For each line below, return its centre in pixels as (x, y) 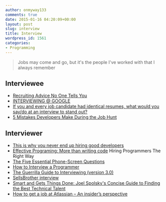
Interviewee (25, 83)
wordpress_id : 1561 (26, 39)
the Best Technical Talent (39, 189)
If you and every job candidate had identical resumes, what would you (86, 107)
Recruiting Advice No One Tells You (50, 96)
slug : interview (22, 29)
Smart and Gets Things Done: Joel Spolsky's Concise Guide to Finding (86, 183)
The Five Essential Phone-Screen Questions (59, 162)
